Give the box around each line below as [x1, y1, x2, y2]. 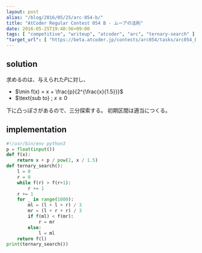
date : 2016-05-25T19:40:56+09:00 [6, 25, 90, 32]
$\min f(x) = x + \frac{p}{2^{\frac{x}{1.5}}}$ [14, 88, 124, 95]
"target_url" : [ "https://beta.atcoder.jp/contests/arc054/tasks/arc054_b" [6, 37, 200, 43]
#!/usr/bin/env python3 [6, 140, 66, 146]
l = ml [38, 230, 55, 236]
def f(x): [6, 152, 31, 158]
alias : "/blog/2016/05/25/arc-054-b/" [6, 14, 103, 20]
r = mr [38, 219, 55, 225]
